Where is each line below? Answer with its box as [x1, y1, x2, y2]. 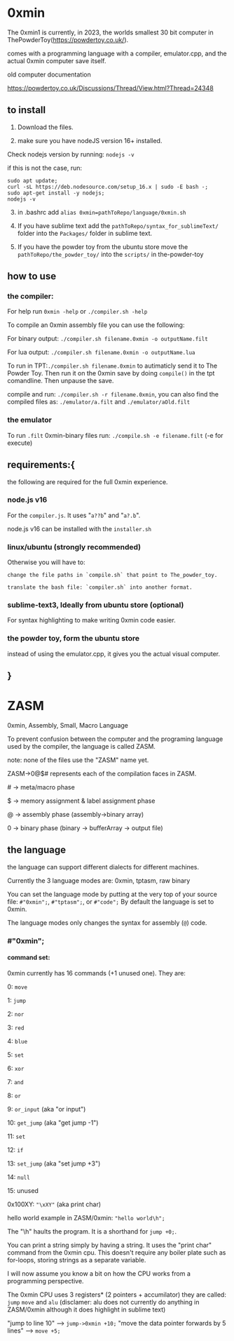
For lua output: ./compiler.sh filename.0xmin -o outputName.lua [7, 348, 195, 356]
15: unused [7, 1187, 39, 1194]
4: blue [7, 1037, 28, 1045]
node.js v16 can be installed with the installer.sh [7, 524, 152, 533]
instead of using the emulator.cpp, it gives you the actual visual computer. [7, 649, 221, 658]
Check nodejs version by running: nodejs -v [7, 149, 135, 159]
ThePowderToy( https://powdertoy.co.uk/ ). [7, 35, 129, 44]
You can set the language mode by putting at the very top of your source [7, 890, 217, 898]
